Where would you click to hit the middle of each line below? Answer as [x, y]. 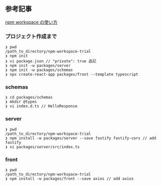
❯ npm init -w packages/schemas [39, 70]
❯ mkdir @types [21, 102]
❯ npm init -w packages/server [38, 66]
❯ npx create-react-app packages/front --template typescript [72, 74]
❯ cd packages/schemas [29, 98]
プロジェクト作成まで [31, 36]
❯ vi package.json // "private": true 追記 [51, 61]
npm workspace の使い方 [31, 22]
